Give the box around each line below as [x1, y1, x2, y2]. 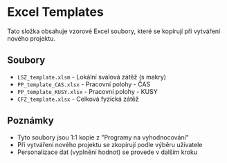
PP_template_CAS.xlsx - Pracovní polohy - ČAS [17, 80, 151, 88]
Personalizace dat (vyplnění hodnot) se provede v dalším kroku [17, 148, 198, 156]
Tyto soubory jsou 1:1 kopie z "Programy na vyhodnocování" [17, 133, 189, 142]
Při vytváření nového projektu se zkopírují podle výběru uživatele [17, 140, 203, 148]
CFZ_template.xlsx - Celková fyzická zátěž [17, 95, 140, 103]
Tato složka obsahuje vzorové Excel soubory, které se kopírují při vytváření [7, 27, 221, 35]
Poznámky [7, 115, 54, 126]
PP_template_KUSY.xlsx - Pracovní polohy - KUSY [17, 87, 158, 95]
